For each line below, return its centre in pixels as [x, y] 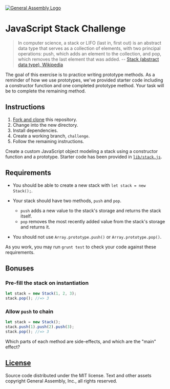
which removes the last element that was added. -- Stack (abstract [88, 59]
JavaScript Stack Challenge [66, 29]
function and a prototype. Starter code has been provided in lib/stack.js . [84, 157]
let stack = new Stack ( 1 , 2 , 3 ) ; [41, 294]
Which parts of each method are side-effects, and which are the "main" [81, 341]
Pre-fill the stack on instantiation [47, 283]
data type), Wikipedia [40, 65]
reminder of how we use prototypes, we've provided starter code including [84, 80]
